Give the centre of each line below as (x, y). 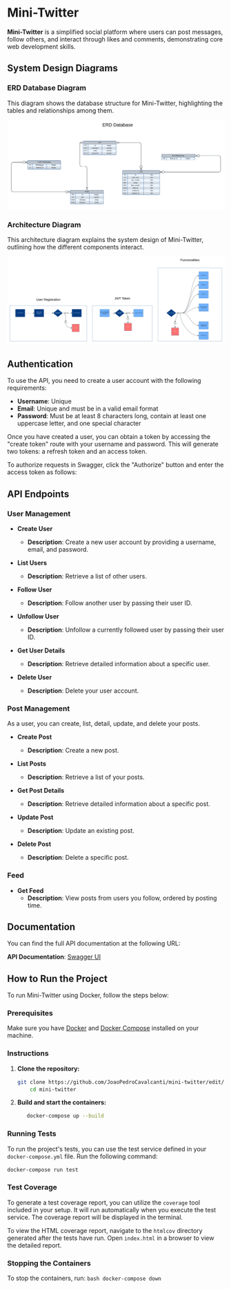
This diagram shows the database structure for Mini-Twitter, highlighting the (115, 103)
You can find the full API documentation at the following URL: (94, 943)
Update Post (35, 818)
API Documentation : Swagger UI (54, 957)
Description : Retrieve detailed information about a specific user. (119, 664)
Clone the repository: (48, 1069)
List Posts (32, 764)
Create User (35, 528)
